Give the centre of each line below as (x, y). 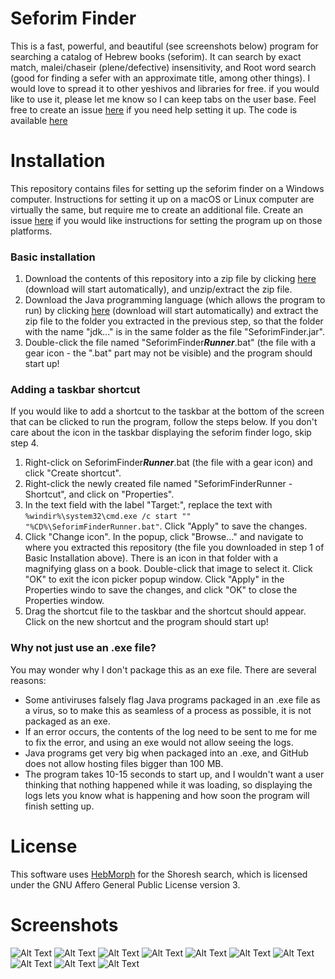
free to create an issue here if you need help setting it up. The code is (154, 109)
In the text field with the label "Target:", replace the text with (148, 505)
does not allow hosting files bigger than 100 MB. (124, 763)
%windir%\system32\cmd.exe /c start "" (108, 517)
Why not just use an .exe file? (83, 648)
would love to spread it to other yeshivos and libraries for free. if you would (165, 88)
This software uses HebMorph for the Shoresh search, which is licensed (159, 874)
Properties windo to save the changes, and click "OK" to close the (161, 590)
